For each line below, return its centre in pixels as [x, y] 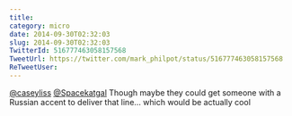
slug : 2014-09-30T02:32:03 [60, 42]
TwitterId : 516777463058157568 [68, 51]
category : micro [40, 26]
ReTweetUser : [34, 68]
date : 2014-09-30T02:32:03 [60, 34]
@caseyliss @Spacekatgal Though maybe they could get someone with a [145, 92]
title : [22, 17]
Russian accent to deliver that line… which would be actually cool [130, 102]
